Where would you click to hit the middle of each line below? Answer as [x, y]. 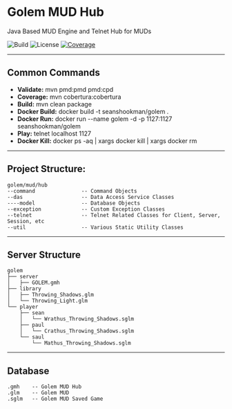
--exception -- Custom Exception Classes [86, 209]
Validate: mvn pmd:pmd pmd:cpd [65, 89]
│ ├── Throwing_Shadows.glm [51, 295]
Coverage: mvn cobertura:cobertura [69, 97]
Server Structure [44, 255]
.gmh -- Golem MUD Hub [44, 387]
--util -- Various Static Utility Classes [96, 227]
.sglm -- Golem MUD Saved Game [55, 399]
